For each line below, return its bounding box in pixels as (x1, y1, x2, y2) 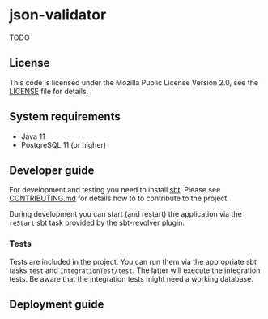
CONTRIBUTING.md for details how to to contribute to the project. (9, 193, 229, 204)
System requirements (9, 110, 121, 123)
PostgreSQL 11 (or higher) (20, 140, 107, 149)
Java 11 (20, 131, 45, 141)
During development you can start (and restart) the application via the (9, 209, 242, 219)
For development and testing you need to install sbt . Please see (9, 185, 221, 195)
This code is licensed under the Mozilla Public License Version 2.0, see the (9, 77, 258, 87)
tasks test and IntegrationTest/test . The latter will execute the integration (9, 265, 261, 275)
